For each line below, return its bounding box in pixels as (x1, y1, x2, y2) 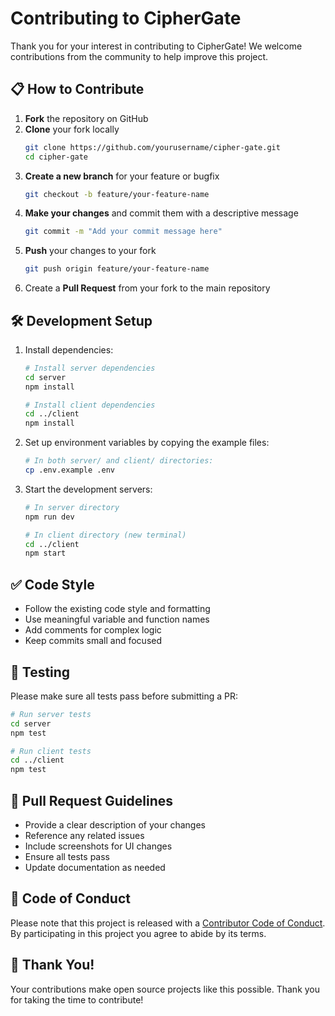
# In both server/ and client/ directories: (24, 456, 214, 466)
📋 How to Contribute (10, 81, 145, 98)
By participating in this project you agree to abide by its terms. (10, 927, 267, 939)
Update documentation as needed (24, 862, 166, 873)
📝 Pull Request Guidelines (10, 792, 174, 809)
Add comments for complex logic (24, 624, 162, 636)
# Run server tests (10, 709, 92, 719)
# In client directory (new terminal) (24, 530, 187, 540)
